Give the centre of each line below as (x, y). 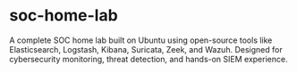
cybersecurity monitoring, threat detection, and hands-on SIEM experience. (148, 59)
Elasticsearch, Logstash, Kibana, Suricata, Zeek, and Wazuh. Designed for (146, 49)
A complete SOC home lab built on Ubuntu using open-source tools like (141, 40)
